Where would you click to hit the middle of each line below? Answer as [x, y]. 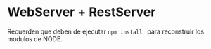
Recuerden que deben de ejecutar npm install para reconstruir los [106, 31]
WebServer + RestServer [82, 12]
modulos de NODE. [35, 38]
